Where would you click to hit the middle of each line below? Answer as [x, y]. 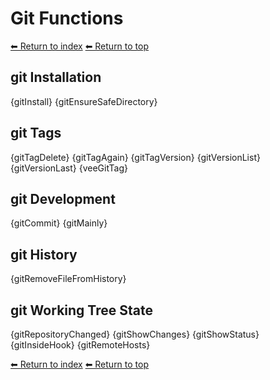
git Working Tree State [81, 310]
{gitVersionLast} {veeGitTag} [69, 168]
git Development [63, 198]
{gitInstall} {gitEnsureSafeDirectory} [84, 101]
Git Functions [67, 18]
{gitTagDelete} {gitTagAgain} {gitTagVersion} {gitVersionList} [135, 157]
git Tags [36, 133]
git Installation [56, 77]
